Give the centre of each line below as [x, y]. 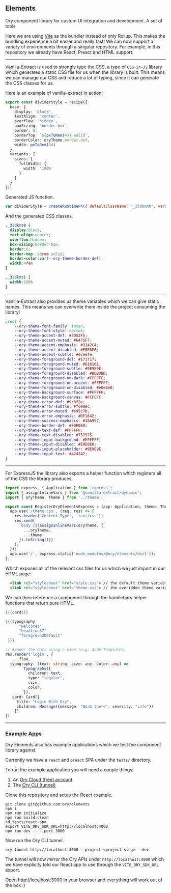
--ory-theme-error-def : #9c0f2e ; [50, 402]
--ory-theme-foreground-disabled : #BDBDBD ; [61, 374]
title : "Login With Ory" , [44, 702]
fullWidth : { [33, 164]
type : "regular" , [46, 678]
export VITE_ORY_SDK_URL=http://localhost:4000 [57, 827]
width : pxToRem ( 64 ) [35, 145]
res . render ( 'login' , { [29, 654]
